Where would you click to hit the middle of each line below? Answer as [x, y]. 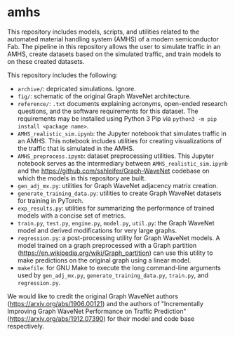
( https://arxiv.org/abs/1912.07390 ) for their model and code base [101, 318]
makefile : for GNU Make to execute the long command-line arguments [119, 267]
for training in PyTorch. [51, 200]
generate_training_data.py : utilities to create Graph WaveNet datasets [120, 193]
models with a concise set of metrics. [72, 216]
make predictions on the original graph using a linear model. [104, 260]
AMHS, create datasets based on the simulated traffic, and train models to [114, 54]
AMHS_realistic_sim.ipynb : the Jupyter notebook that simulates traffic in [122, 133]
